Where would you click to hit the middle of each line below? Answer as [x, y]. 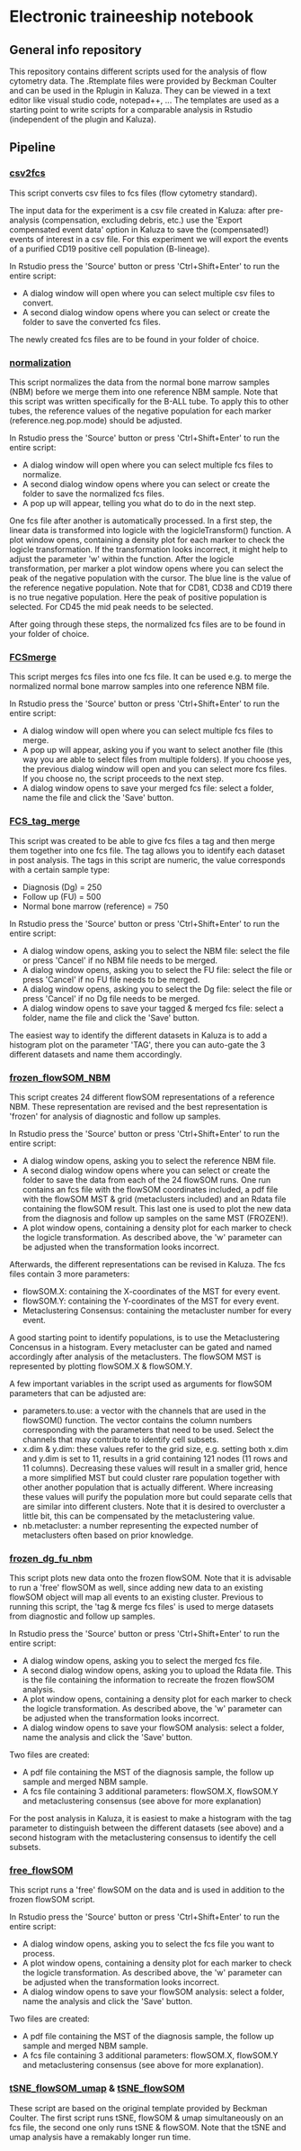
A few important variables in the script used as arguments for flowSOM [141, 1384]
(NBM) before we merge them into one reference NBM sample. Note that [144, 391]
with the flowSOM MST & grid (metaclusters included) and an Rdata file [154, 1199]
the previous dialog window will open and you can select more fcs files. [155, 769]
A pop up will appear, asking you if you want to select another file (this [152, 750]
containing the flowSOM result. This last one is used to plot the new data [157, 1208]
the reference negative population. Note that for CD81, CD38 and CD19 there [151, 587]
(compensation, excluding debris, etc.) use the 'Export [142, 220]
